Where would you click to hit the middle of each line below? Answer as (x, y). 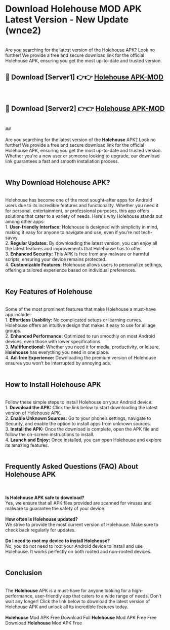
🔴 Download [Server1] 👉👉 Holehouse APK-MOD (84, 77)
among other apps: (25, 222)
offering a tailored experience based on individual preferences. (71, 270)
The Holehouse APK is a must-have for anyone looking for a (68, 590)
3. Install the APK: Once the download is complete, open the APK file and (82, 429)
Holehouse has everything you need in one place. (57, 352)
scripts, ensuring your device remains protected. (56, 259)
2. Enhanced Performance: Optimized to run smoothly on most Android (80, 336)
